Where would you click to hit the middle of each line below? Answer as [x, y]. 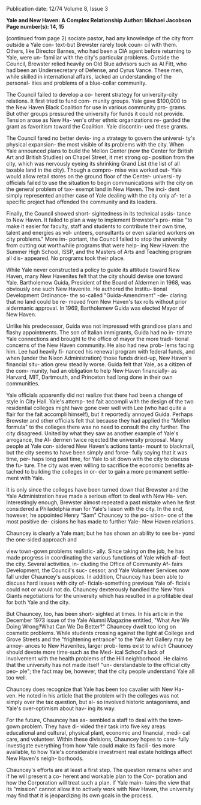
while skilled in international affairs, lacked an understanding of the [89, 77]
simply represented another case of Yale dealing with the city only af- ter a [98, 195]
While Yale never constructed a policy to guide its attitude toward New [93, 270]
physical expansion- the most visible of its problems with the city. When [95, 144]
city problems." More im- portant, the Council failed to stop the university [97, 239]
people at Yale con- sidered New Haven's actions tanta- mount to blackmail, [100, 446]
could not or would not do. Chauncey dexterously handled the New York [95, 589]
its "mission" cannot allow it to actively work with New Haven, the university [100, 789]
